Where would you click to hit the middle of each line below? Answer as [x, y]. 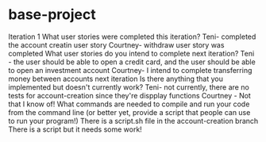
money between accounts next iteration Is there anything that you [116, 79]
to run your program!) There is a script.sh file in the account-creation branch [133, 121]
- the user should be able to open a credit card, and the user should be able [132, 62]
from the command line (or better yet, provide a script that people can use [129, 112]
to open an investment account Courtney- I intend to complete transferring [130, 70]
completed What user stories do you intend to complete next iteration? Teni [131, 53]
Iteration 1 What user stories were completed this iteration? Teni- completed [132, 36]
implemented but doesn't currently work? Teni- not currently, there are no [129, 87]
